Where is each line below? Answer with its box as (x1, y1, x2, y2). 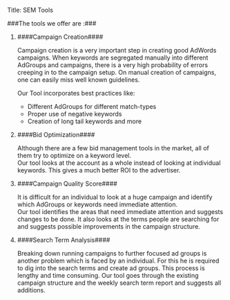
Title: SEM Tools (7, 6, 54, 14)
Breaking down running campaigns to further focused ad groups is (17, 249, 207, 257)
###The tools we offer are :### (7, 19, 97, 27)
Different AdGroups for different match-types (27, 103, 157, 110)
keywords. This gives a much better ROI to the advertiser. (17, 166, 181, 174)
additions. (17, 286, 46, 294)
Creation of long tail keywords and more (27, 117, 142, 125)
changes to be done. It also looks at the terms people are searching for (17, 215, 220, 223)
